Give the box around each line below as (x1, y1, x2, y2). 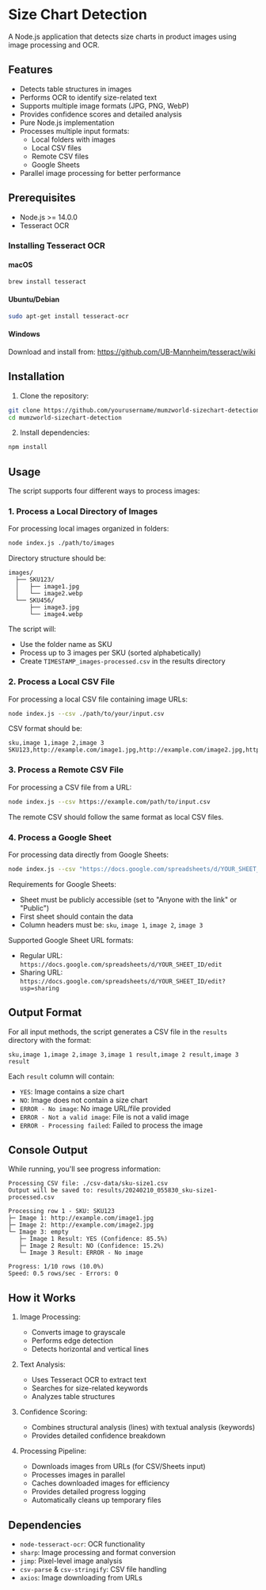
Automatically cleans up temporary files (31, 1495, 161, 1505)
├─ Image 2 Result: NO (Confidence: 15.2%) (18, 1242, 165, 1250)
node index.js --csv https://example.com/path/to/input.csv (8, 797, 211, 805)
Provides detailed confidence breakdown (31, 1431, 166, 1440)
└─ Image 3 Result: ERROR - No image (18, 1249, 144, 1257)
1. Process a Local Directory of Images (8, 506, 158, 517)
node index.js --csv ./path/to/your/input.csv (8, 709, 165, 717)
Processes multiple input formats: (19, 126, 130, 135)
